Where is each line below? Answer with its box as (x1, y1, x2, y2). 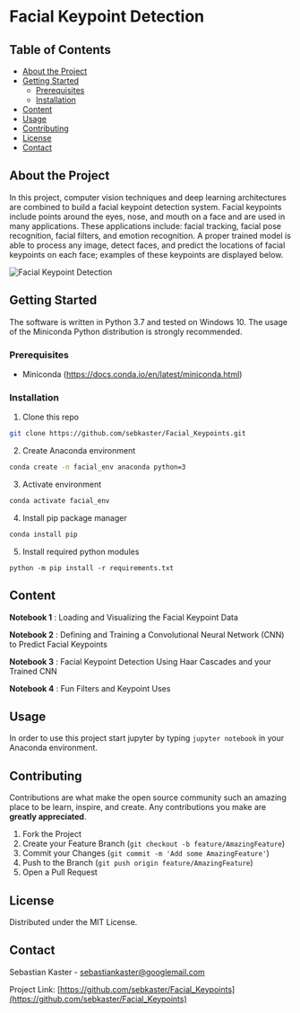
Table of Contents (9, 42, 112, 57)
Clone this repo (21, 411, 79, 423)
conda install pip (9, 530, 78, 539)
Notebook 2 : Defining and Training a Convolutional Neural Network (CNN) (9, 629, 285, 639)
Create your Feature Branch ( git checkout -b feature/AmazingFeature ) (21, 838, 286, 850)
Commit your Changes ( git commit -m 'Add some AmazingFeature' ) (21, 848, 270, 859)
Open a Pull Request (21, 867, 99, 877)
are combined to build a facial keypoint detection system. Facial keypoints (9, 201, 282, 212)
